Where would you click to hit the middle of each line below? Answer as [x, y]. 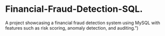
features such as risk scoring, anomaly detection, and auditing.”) [72, 28]
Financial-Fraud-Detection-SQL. [74, 9]
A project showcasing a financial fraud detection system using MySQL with [83, 23]
